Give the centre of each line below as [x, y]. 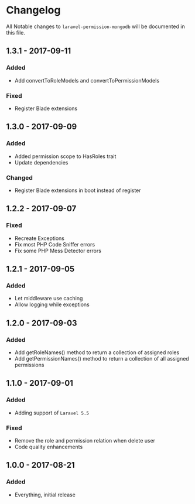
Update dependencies [41, 162]
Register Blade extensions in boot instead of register [78, 190]
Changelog [33, 10]
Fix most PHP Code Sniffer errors [55, 244]
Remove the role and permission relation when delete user [85, 440]
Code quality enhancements [49, 447]
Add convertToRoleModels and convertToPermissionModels [87, 80]
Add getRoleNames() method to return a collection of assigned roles [97, 352]
